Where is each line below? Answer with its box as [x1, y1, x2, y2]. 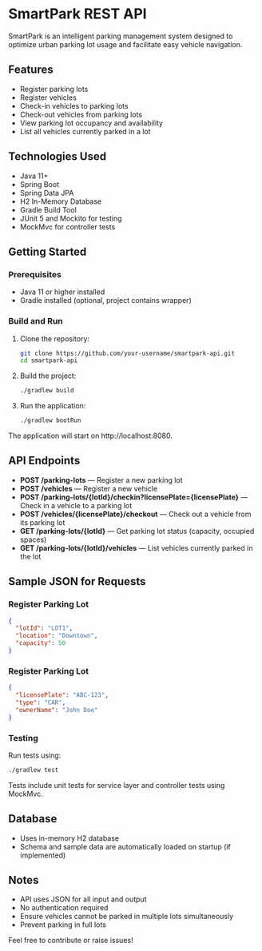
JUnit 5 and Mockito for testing [19, 213, 122, 223]
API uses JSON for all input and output [19, 894, 147, 904]
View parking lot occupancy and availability [19, 117, 164, 128]
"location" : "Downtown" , [15, 632, 98, 640]
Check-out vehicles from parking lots [19, 109, 142, 119]
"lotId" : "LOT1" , [15, 624, 73, 632]
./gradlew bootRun [19, 416, 81, 424]
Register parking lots [19, 84, 89, 94]
